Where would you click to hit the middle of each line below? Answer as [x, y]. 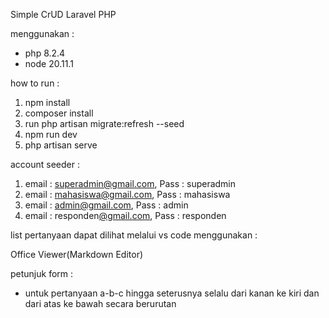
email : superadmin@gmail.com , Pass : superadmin [130, 183]
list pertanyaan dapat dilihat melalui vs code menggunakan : [134, 235]
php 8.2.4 [45, 53]
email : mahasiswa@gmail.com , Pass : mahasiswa [127, 194]
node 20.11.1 [49, 63]
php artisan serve [61, 145]
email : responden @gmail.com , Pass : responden [125, 215]
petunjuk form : [42, 273]
